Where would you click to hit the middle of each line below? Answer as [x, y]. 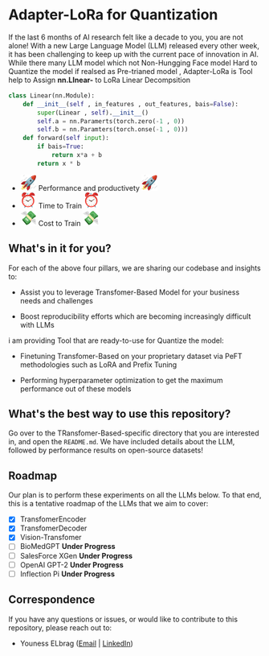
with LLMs [37, 324]
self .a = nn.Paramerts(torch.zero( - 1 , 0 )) [111, 121]
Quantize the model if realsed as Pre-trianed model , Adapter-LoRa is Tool [130, 71]
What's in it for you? [60, 248]
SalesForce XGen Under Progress [76, 555]
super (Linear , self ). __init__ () [93, 113]
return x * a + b [77, 155]
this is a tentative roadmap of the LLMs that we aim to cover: [108, 504]
